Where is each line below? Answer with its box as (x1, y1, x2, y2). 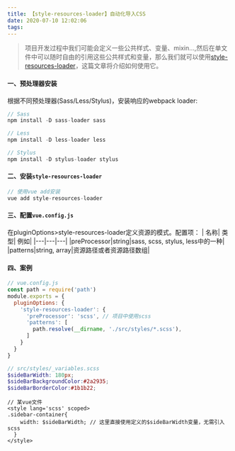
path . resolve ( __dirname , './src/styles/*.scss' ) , (33, 325, 182, 333)
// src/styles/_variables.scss (7, 364, 100, 372)
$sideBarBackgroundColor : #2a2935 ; (7, 378, 110, 385)
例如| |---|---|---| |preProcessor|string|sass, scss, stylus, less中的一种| (17, 237, 225, 245)
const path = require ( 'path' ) (7, 286, 97, 294)
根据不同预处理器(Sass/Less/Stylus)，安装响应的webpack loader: (7, 96, 198, 105)
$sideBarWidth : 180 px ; (7, 372, 74, 379)
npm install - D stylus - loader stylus (7, 155, 119, 163)
